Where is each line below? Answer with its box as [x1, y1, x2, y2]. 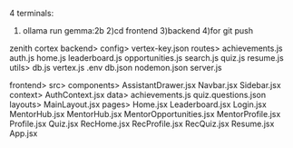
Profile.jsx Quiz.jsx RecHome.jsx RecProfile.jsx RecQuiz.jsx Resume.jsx [9, 118, 275, 129]
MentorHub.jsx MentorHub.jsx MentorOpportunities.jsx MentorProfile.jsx [9, 109, 281, 119]
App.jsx [9, 128, 38, 139]
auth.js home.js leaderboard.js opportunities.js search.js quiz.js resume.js [9, 53, 284, 63]
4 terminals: [9, 8, 54, 18]
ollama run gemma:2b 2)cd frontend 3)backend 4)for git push [22, 25, 254, 35]
